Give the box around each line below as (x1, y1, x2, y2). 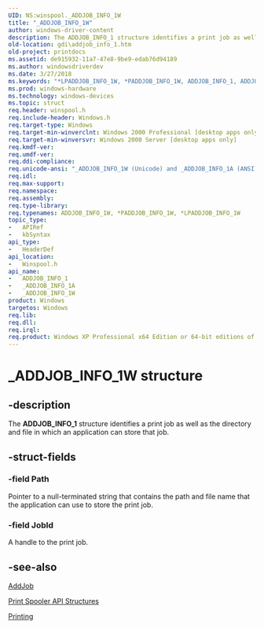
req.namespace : (8, 186, 58, 195)
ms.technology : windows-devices (8, 92, 114, 100)
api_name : (8, 267, 41, 275)
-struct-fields (8, 450, 76, 464)
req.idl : (8, 172, 37, 181)
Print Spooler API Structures (8, 596, 100, 605)
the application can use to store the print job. (8, 500, 153, 509)
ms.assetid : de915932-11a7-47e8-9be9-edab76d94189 (8, 56, 178, 64)
